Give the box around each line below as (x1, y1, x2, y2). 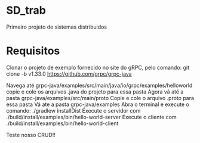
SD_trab (6, 4, 46, 17)
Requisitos (6, 44, 60, 58)
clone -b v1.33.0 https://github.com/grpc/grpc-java (6, 70, 133, 77)
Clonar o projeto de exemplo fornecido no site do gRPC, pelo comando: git (6, 64, 190, 71)
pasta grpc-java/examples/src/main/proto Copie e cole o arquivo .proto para (6, 94, 195, 101)
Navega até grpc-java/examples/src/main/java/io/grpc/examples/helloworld (6, 82, 193, 89)
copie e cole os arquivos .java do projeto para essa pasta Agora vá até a (6, 88, 184, 95)
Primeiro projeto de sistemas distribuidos (6, 23, 107, 30)
